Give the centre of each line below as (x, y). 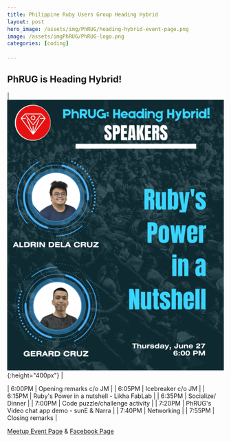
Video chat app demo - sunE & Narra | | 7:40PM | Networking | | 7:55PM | (111, 410)
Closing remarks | (32, 418)
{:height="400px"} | (35, 375)
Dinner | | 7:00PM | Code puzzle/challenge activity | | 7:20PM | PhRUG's (109, 403)
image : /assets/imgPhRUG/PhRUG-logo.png (66, 36)
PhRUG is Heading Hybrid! (65, 79)
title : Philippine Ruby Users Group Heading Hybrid (82, 14)
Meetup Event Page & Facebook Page (61, 431)
